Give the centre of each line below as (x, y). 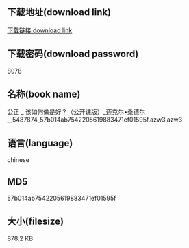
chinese (18, 160)
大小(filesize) (35, 222)
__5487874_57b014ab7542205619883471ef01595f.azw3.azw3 (95, 120)
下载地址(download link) (59, 12)
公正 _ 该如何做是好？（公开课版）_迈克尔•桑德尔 (76, 112)
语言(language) (40, 143)
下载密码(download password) (73, 54)
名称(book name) (44, 94)
